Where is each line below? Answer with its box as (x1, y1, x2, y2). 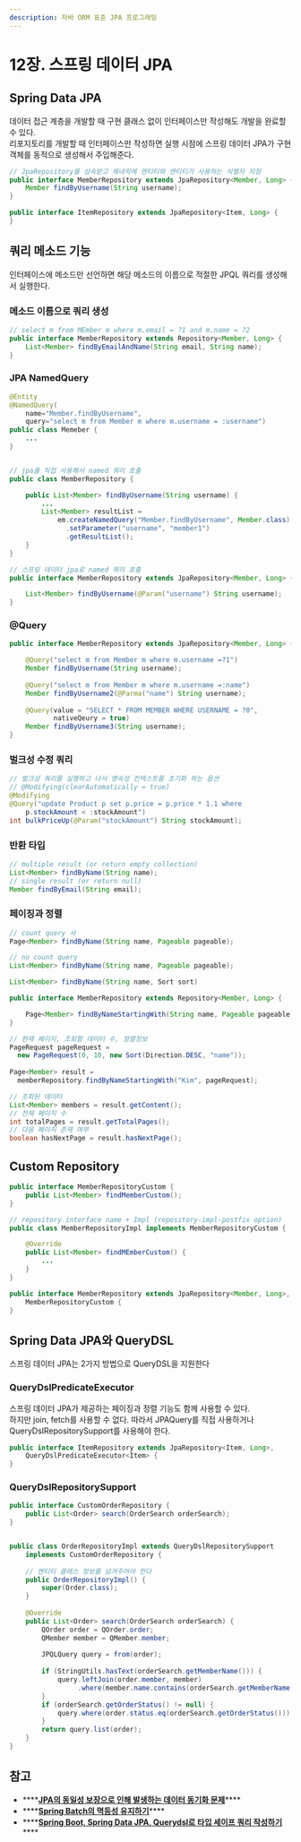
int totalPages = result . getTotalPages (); (9, 1117, 170, 1126)
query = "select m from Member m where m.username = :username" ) (25, 417, 267, 426)
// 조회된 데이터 (9, 1092, 63, 1101)
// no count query (9, 953, 78, 962)
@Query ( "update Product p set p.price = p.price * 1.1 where (9, 799, 243, 808)
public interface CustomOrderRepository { (9, 1502, 170, 1511)
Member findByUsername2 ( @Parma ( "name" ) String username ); (25, 689, 246, 698)
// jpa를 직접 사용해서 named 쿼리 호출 (9, 466, 142, 475)
